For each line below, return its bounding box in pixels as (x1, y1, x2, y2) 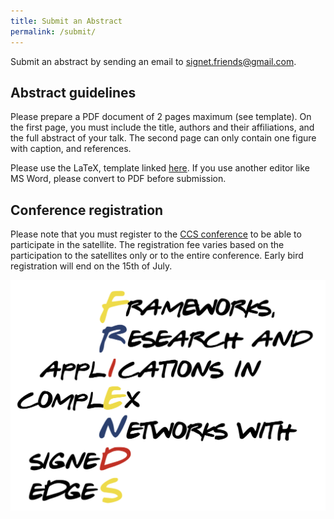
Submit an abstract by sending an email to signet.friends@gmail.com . (10, 55, 297, 67)
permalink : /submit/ (10, 26, 97, 37)
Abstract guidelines (10, 84, 137, 101)
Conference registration (10, 201, 164, 219)
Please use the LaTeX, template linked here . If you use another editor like (10, 162, 310, 174)
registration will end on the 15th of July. (10, 260, 173, 272)
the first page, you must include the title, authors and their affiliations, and (10, 121, 315, 134)
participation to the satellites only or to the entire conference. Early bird (10, 250, 304, 262)
